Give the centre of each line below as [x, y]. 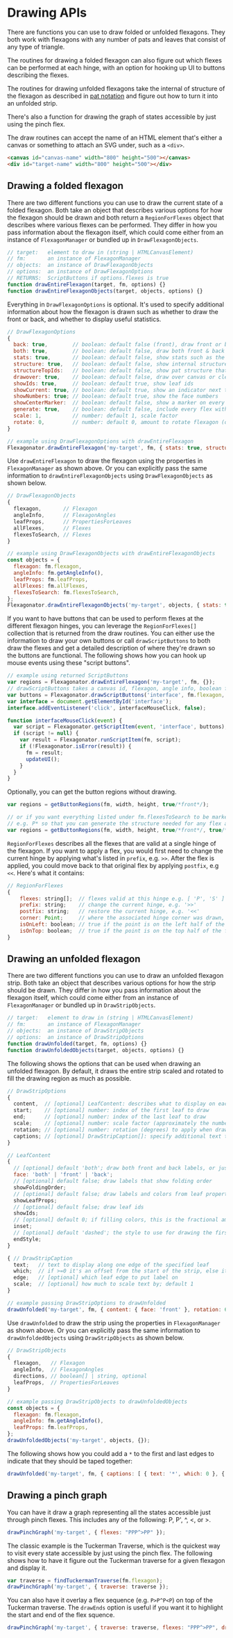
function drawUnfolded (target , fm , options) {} [77, 1044]
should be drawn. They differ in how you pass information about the [104, 990]
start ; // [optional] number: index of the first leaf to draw [111, 1111]
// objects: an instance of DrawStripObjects [76, 1031]
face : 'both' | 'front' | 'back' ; [63, 1175]
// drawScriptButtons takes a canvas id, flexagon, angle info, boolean [114, 689]
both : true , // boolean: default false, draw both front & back [119, 351]
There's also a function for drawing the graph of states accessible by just [112, 117]
